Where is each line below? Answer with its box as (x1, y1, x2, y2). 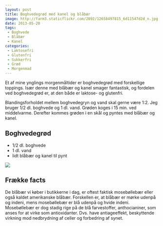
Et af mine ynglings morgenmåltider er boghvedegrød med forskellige (5, 80, 145, 86)
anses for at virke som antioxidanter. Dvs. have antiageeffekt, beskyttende (5, 210, 155, 216)
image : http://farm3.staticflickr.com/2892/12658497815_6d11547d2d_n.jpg (5, 16, 159, 21)
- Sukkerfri (7, 57, 32, 62)
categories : (5, 44, 29, 48)
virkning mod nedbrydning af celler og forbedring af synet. (5, 215, 123, 221)
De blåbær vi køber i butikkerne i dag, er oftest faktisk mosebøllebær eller (5, 189, 153, 195)
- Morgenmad (7, 67, 32, 71)
